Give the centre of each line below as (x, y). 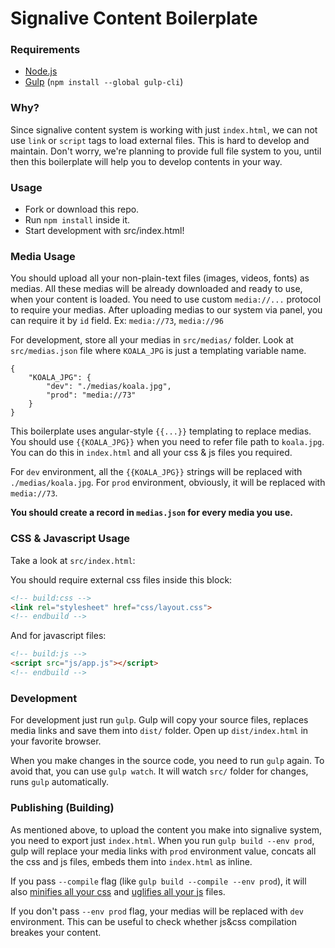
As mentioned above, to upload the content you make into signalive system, (166, 829)
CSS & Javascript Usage (70, 539)
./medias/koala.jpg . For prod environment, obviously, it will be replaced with (168, 483)
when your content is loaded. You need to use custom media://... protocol (166, 299)
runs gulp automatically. (59, 782)
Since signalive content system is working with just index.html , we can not (164, 129)
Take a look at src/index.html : (73, 560)
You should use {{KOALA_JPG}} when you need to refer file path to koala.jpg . (167, 442)
